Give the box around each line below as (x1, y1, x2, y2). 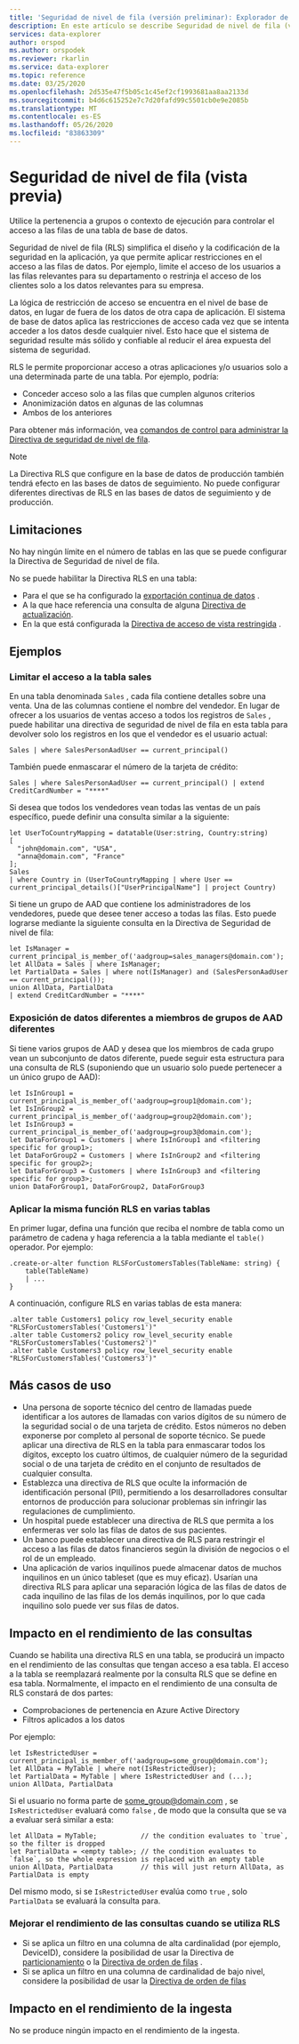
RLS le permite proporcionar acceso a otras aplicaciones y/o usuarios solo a (9, 361, 288, 372)
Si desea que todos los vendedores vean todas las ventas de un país (9, 802, 261, 813)
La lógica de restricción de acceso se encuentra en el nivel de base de (9, 297, 269, 308)
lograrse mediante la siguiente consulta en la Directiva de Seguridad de (9, 918, 271, 929)
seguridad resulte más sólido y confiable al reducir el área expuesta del (9, 334, 271, 345)
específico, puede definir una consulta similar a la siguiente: (9, 811, 230, 823)
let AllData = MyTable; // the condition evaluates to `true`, (9, 1831, 289, 1840)
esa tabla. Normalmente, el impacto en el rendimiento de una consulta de (9, 1678, 278, 1688)
